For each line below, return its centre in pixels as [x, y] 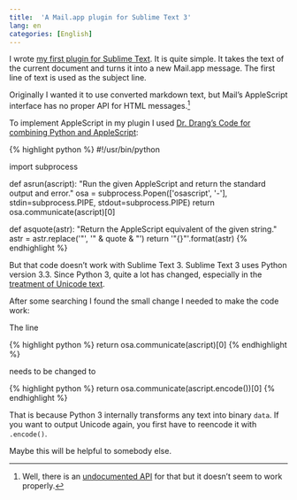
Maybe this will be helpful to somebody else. [91, 451]
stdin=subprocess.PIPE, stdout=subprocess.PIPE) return [112, 203]
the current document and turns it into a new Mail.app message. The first [142, 68]
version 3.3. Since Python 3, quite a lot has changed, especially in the [136, 274]
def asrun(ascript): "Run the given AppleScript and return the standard [138, 184]
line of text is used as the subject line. [78, 78]
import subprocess [43, 167]
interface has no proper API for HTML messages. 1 [100, 105]
